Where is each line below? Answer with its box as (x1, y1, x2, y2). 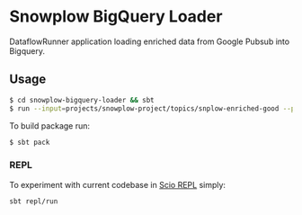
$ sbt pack (9, 138, 50, 147)
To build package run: (9, 120, 91, 131)
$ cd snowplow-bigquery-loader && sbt (9, 95, 155, 104)
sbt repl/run (9, 196, 58, 206)
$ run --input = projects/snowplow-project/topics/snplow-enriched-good (9, 103, 280, 113)
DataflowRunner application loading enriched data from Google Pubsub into (9, 36, 290, 47)
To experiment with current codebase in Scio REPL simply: (9, 179, 226, 190)
